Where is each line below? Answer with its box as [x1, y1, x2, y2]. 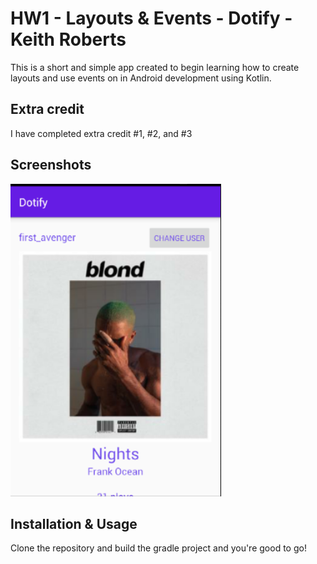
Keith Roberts [10, 28, 127, 51]
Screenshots [10, 157, 92, 174]
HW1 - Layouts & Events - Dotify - [10, 7, 293, 30]
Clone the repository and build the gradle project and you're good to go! [10, 542, 307, 554]
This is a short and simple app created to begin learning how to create [10, 61, 300, 73]
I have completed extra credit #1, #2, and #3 [10, 127, 193, 139]
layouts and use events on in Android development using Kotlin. [10, 72, 272, 84]
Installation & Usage [10, 515, 138, 532]
